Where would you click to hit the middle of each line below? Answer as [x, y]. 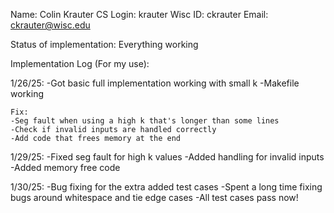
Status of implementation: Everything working [104, 44]
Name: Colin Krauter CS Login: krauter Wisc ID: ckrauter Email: [139, 14]
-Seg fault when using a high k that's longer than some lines [145, 121]
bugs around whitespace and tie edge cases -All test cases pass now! [154, 197]
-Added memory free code [65, 167]
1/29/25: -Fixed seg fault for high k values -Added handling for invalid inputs [167, 157]
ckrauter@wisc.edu [50, 25]
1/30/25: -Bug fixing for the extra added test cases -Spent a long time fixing [166, 187]
